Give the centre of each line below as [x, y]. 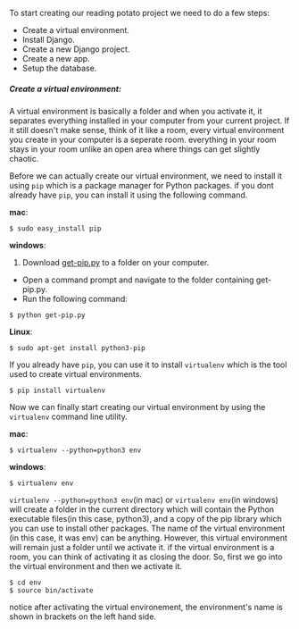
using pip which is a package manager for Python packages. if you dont [141, 185]
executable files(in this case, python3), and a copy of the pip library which [146, 518]
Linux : [21, 331]
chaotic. [24, 158]
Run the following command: [75, 298]
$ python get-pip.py [48, 315]
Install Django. [49, 40]
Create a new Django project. [76, 49]
